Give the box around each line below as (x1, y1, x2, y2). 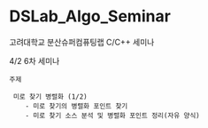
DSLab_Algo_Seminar (9, 6, 171, 27)
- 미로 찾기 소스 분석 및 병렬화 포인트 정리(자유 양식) (25, 111, 201, 120)
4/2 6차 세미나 (9, 55, 60, 66)
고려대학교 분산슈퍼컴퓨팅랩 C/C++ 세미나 (9, 36, 155, 47)
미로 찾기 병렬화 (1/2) (12, 92, 89, 101)
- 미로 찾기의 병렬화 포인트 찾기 (25, 101, 128, 110)
